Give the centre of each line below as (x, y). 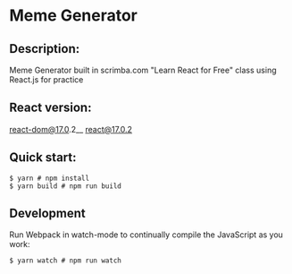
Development (48, 214)
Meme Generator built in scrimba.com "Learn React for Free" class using (143, 70)
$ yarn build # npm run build (66, 186)
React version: (50, 108)
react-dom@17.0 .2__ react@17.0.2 (71, 129)
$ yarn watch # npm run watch (66, 261)
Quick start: (43, 158)
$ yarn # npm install (50, 178)
